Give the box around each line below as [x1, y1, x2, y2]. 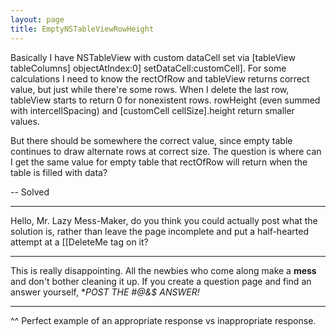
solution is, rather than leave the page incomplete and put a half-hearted [10, 225, 309, 237]
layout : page [10, 14, 65, 25]
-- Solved [10, 186, 50, 198]
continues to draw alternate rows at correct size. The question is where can [10, 145, 322, 157]
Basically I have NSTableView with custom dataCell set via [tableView [10, 51, 296, 63]
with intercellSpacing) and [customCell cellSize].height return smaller [10, 104, 295, 116]
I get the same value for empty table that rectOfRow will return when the [10, 156, 308, 168]
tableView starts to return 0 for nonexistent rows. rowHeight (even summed [10, 94, 321, 106]
